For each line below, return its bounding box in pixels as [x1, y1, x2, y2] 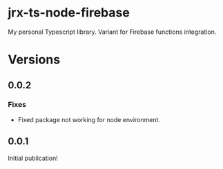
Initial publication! [8, 154, 58, 162]
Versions [8, 52, 61, 68]
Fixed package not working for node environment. [17, 115, 161, 123]
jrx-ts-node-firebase [8, 5, 130, 21]
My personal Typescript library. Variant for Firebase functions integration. [8, 28, 217, 36]
